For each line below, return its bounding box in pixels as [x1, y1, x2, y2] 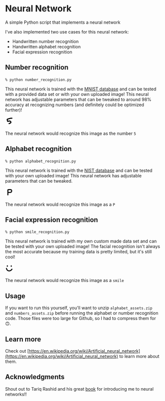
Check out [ [5, 348, 29, 354]
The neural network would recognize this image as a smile [5, 278, 124, 283]
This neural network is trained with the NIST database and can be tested [5, 167, 153, 173]
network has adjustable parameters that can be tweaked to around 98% [5, 96, 152, 102]
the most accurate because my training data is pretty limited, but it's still [5, 249, 152, 255]
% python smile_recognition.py [5, 230, 70, 235]
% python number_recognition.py [5, 77, 72, 82]
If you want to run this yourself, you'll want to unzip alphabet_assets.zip [5, 305, 153, 311]
